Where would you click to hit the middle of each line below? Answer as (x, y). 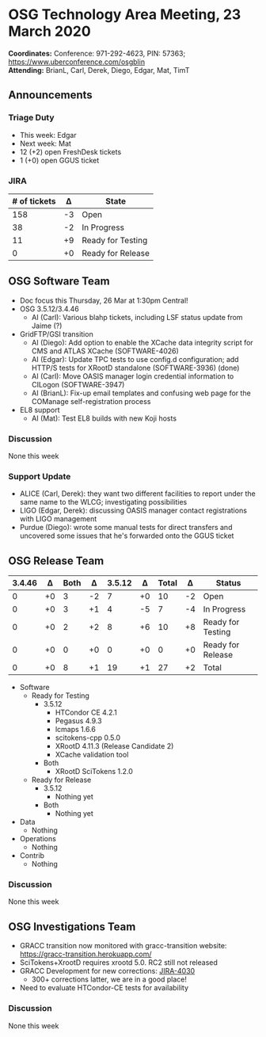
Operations (38, 839)
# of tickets (34, 201)
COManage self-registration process (91, 401)
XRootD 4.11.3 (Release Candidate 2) (114, 746)
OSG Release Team (56, 560)
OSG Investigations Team (72, 926)
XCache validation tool (92, 755)
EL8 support (40, 410)
